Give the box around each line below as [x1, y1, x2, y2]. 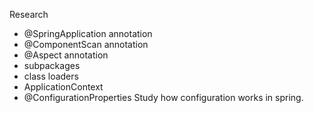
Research [9, 9, 49, 20]
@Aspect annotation [23, 49, 109, 61]
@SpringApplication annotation [23, 28, 153, 39]
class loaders [23, 70, 79, 82]
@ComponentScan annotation [23, 39, 149, 50]
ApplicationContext [23, 81, 104, 93]
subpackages [23, 60, 81, 71]
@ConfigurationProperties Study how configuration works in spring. [23, 92, 304, 103]
